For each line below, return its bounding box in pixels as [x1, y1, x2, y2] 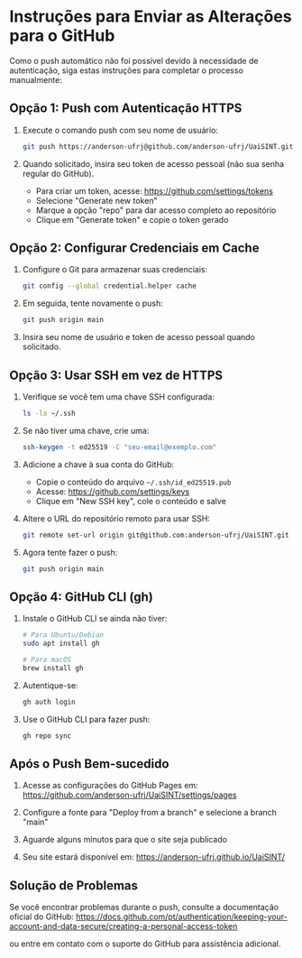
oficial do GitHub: [9, 911, 75, 922]
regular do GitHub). [22, 168, 95, 179]
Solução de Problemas [9, 878, 138, 893]
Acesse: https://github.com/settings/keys [35, 485, 190, 497]
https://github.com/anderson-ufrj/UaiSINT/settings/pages [22, 789, 237, 800]
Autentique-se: [22, 679, 78, 691]
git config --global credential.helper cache [22, 281, 197, 290]
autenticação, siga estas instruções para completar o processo [9, 65, 243, 76]
